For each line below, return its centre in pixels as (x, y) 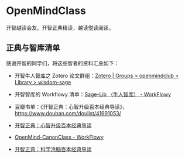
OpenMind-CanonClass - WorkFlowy (59, 137)
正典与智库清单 (33, 48)
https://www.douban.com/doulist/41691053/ (68, 113)
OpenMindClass (46, 11)
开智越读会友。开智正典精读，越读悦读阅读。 (60, 28)
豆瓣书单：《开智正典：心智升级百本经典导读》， (71, 107)
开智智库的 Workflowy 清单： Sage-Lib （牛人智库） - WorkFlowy (93, 94)
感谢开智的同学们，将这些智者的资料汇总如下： (62, 63)
